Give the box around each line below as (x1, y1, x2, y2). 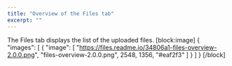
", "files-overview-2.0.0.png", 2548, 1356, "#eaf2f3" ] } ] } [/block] (34, 50, 226, 59)
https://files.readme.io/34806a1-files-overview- (79, 43, 217, 51)
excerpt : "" (7, 17, 42, 24)
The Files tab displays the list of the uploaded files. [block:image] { (7, 35, 200, 44)
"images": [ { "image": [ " (7, 43, 80, 51)
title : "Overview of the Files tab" (7, 10, 114, 17)
